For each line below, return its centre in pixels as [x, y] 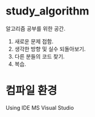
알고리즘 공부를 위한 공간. [36, 28]
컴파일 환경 [31, 91]
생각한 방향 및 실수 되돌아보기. [50, 49]
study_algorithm [47, 11]
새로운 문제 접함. [34, 41]
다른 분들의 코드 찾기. [39, 56]
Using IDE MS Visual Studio [40, 107]
